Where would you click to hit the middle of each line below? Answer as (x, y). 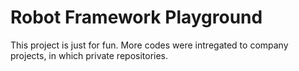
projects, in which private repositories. (89, 55)
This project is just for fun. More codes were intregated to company (149, 45)
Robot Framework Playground (136, 17)
